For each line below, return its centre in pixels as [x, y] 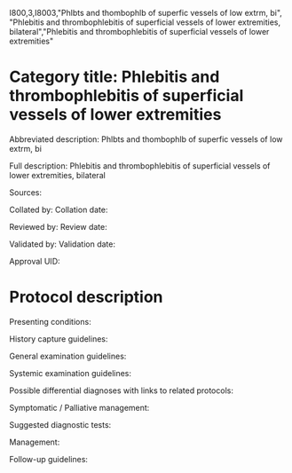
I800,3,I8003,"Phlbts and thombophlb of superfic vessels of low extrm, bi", [146, 13]
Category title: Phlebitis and [114, 77]
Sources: [26, 192]
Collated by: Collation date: [59, 209]
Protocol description [86, 297]
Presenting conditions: [50, 321]
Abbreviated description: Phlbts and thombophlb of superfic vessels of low [146, 139]
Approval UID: [35, 261]
